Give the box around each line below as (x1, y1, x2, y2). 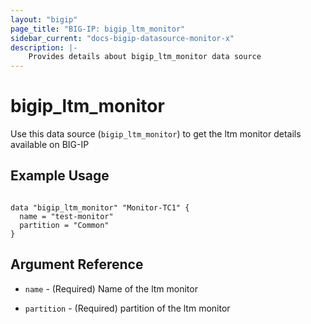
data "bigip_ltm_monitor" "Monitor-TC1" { (10, 202, 190, 213)
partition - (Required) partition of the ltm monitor (24, 302, 231, 314)
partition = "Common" (19, 220, 110, 230)
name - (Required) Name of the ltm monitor (24, 282, 198, 295)
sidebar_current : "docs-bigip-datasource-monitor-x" (10, 33, 235, 43)
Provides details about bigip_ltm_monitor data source (28, 52, 262, 62)
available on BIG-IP (10, 139, 90, 151)
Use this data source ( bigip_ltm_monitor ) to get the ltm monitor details (10, 128, 302, 140)
